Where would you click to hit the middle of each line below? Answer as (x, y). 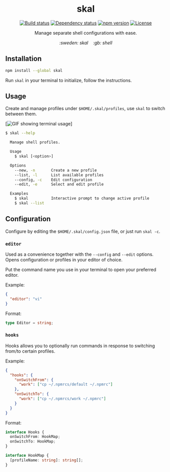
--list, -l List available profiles (59, 175)
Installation (23, 59)
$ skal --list (29, 203)
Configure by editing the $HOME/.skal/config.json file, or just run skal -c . (83, 231)
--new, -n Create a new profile (56, 170)
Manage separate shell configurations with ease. (86, 33)
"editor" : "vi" (26, 299)
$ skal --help (20, 133)
